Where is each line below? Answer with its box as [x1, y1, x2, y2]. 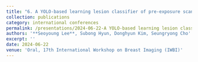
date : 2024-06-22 [6, 42, 49, 48]
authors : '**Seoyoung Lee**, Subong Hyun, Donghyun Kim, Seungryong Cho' [6, 31, 192, 37]
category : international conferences [6, 19, 99, 25]
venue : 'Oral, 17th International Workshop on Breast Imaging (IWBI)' [6, 47, 183, 53]
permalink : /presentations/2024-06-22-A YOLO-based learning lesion [6, 25, 178, 31]
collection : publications [6, 14, 70, 20]
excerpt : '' [6, 36, 35, 42]
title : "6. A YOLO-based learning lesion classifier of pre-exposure [6, 8, 181, 15]
